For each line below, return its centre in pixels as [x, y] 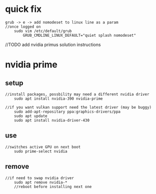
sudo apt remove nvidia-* [41, 182]
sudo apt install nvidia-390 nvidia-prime [58, 98]
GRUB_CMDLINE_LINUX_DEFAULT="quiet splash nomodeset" [79, 35]
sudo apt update [31, 116]
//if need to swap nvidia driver [40, 178]
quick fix [24, 9]
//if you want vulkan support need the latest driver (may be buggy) [78, 107]
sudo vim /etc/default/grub [43, 31]
